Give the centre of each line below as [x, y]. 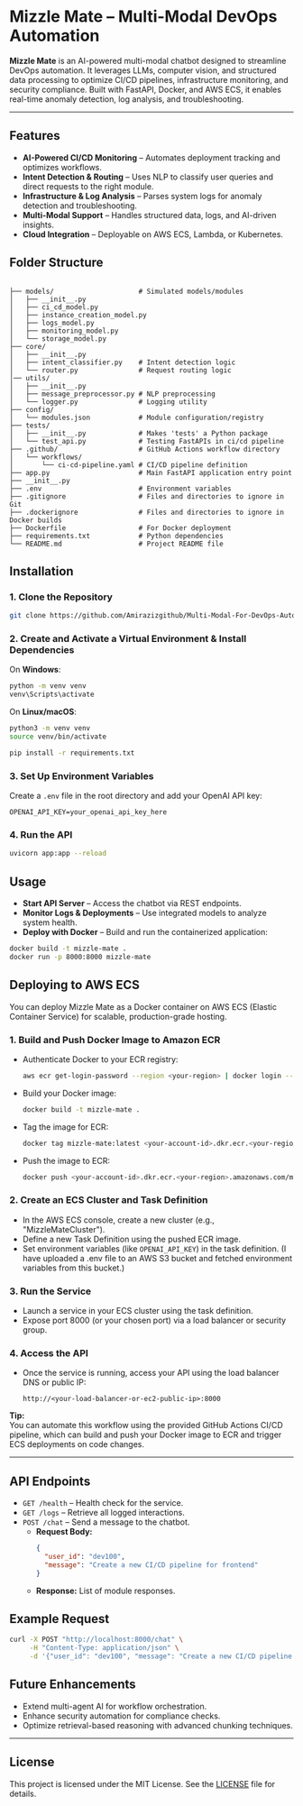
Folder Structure [56, 263]
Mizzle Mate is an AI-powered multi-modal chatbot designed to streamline [148, 60]
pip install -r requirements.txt [72, 753]
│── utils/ [30, 378]
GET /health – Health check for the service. [103, 1503]
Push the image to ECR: [66, 1160]
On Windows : [35, 670]
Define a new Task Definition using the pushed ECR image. [132, 1239]
